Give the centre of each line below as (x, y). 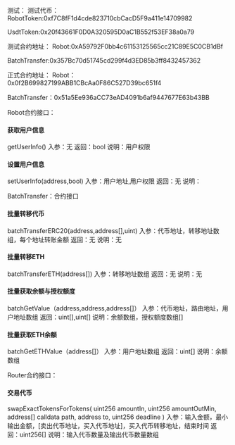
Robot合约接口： (31, 112)
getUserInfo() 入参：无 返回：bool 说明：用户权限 (79, 147)
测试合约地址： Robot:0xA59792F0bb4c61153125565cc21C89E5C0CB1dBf (115, 46)
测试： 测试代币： (33, 10)
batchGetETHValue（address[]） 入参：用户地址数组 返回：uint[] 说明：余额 (118, 351)
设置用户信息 (26, 164)
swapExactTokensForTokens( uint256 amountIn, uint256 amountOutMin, (112, 409)
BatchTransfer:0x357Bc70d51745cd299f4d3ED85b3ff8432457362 (104, 61)
